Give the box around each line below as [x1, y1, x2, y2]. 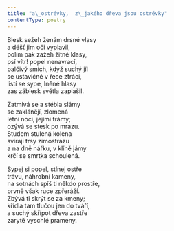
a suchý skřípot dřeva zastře [7, 208, 88, 217]
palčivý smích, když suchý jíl [7, 65, 88, 73]
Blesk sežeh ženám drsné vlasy [7, 35, 97, 43]
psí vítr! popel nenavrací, [7, 57, 78, 66]
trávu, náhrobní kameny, [7, 172, 76, 180]
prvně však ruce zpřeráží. [7, 187, 80, 195]
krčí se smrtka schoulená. [7, 151, 80, 159]
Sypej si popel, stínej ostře [7, 165, 83, 173]
